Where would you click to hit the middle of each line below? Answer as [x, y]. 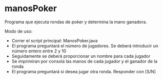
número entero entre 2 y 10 [39, 51]
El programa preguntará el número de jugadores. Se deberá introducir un [85, 46]
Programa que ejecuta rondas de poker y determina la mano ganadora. [76, 22]
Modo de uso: [19, 31]
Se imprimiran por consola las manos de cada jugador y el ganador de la [84, 61]
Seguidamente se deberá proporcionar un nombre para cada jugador [81, 56]
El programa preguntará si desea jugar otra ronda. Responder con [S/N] [84, 71]
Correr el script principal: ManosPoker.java [55, 40]
